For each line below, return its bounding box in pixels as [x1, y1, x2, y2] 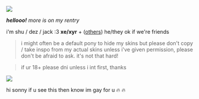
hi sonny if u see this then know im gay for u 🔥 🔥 [6, 87, 125, 93]
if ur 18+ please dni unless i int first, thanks [20, 64, 127, 71]
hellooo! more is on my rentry [6, 17, 79, 24]
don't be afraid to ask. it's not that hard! [20, 52, 118, 59]
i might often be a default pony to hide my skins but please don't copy [20, 40, 193, 47]
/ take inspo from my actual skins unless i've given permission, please [20, 46, 193, 53]
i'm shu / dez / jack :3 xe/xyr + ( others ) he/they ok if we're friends [6, 28, 169, 35]
